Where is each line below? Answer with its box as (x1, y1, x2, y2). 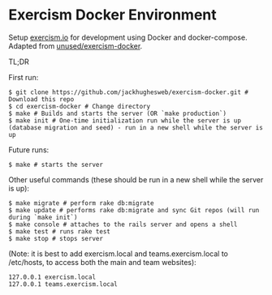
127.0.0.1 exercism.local (8, 273, 96, 281)
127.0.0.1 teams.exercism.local (8, 280, 118, 289)
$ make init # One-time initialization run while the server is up (8, 116, 242, 125)
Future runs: (8, 144, 50, 155)
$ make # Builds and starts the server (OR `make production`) (8, 109, 227, 118)
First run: (8, 72, 39, 82)
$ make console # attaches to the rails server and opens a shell (8, 220, 238, 229)
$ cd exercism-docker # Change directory (8, 102, 151, 110)
